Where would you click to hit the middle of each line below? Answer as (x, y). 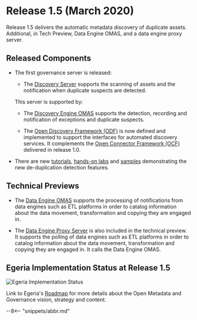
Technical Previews (43, 186)
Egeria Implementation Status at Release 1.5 (88, 268)
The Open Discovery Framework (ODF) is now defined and (94, 130)
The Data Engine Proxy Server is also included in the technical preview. (101, 230)
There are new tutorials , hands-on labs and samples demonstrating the (101, 161)
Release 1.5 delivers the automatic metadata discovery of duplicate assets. (96, 27)
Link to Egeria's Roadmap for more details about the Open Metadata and (94, 293)
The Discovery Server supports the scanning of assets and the (99, 84)
